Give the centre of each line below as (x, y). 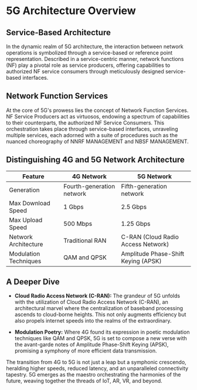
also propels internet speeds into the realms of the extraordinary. (93, 321)
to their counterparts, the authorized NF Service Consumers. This (85, 123)
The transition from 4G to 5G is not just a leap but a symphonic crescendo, (96, 362)
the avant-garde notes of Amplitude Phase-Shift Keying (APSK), (91, 345)
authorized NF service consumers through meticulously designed (85, 71)
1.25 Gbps (136, 223)
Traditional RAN (85, 240)
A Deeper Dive (33, 282)
